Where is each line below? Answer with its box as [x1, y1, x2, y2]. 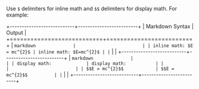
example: [6, 11, 29, 18]
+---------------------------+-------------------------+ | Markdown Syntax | [6, 23, 194, 30]
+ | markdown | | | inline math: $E [6, 42, 194, 49]
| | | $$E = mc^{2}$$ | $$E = [6, 66, 175, 72]
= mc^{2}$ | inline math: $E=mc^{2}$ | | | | [6, 48, 117, 55]
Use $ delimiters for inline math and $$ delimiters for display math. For [6, 5, 178, 12]
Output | [6, 29, 27, 36]
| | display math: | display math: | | [6, 61, 164, 66]
